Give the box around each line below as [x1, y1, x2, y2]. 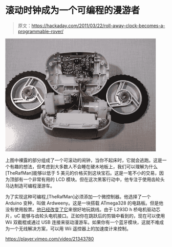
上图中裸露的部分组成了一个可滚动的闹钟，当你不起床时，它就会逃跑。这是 [5, 157, 162, 163]
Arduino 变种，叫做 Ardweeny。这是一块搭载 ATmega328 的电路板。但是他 [5, 200, 164, 206]
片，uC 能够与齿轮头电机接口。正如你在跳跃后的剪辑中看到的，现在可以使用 [5, 213, 165, 219]
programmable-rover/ [17, 28, 64, 34]
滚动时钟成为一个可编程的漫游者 [5, 5, 140, 16]
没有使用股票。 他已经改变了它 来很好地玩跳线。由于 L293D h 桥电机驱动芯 [5, 206, 160, 212]
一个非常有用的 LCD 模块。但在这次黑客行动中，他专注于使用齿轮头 [23, 176, 165, 182]
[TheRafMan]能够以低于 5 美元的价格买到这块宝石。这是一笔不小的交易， [5, 170, 160, 176]
